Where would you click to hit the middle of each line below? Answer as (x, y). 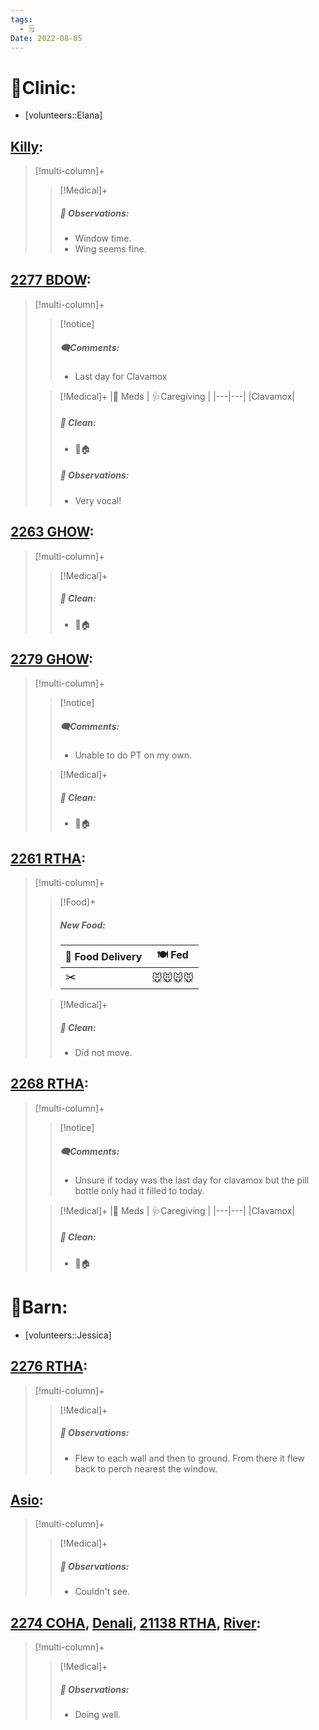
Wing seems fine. (110, 249)
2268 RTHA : (49, 1084)
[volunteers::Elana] (63, 115)
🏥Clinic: (43, 87)
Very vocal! (98, 500)
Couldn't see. (102, 1592)
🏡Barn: (39, 1307)
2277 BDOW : (51, 280)
